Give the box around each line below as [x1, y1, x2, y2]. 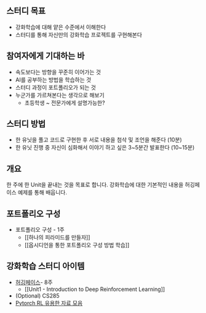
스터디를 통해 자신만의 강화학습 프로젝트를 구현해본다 [15, 31, 143, 38]
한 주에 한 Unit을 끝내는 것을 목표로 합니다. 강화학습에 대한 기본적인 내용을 [6, 181, 184, 189]
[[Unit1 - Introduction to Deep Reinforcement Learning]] [24, 285, 165, 293]
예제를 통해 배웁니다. [17, 189, 68, 196]
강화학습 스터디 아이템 [6, 261, 85, 272]
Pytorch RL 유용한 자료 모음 [15, 299, 83, 306]
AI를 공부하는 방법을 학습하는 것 [15, 76, 92, 83]
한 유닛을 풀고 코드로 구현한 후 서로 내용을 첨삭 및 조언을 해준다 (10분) [15, 136, 183, 143]
